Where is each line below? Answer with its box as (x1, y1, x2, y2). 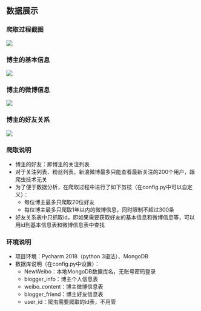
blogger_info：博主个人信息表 (24, 275, 99, 283)
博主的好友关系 (6, 116, 50, 124)
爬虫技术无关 (15, 175, 47, 183)
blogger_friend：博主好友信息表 (24, 290, 104, 298)
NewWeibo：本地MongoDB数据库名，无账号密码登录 (24, 268, 156, 275)
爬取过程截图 (6, 25, 44, 34)
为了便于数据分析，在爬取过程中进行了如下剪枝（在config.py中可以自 (15, 183, 188, 190)
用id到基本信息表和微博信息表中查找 (15, 221, 105, 229)
